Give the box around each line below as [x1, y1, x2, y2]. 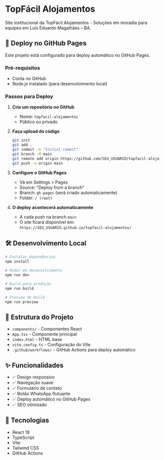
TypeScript [12, 434, 35, 440]
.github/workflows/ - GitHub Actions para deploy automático [12, 347, 136, 353]
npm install [5, 259, 29, 264]
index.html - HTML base [12, 336, 62, 342]
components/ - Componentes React [12, 326, 82, 332]
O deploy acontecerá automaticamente [12, 204, 94, 210]
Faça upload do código [12, 129, 60, 135]
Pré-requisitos [5, 64, 40, 71]
